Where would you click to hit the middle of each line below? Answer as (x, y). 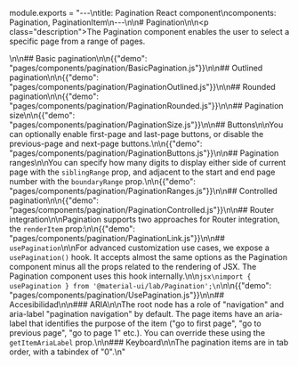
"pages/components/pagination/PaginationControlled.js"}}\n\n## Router (142, 210)
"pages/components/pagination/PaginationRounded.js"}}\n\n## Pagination (146, 106)
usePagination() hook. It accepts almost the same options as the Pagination (148, 257)
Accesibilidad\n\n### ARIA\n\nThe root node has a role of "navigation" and (147, 305)
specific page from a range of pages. (77, 41)
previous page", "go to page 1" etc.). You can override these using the (137, 333)
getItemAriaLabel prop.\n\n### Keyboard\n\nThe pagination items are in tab (149, 342)
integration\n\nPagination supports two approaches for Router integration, (145, 219)
